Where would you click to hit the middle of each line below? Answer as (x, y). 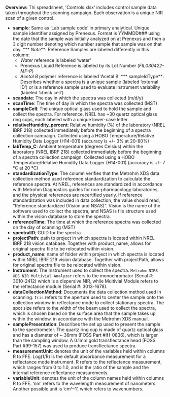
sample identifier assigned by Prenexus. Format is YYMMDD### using (86, 33)
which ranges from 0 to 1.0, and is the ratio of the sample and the (81, 367)
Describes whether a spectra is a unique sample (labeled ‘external (89, 82)
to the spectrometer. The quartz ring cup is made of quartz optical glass (88, 330)
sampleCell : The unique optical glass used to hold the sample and (82, 109)
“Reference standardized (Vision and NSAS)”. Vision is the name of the (87, 206)
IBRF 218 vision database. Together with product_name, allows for (82, 243)
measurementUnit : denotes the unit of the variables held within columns (89, 351)
